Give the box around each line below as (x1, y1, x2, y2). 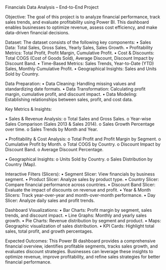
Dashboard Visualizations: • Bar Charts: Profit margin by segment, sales (5, 207, 152, 213)
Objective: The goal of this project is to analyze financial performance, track (5, 14, 161, 19)
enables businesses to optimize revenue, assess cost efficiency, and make (5, 24, 158, 30)
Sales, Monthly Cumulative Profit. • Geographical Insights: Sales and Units (5, 66, 157, 72)
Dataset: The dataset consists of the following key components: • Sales (5, 39, 151, 45)
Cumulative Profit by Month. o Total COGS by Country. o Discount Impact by (5, 141, 161, 147)
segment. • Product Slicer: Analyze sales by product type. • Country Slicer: (5, 177, 159, 182)
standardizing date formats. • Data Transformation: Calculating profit (5, 86, 146, 91)
